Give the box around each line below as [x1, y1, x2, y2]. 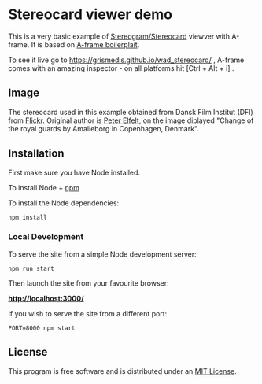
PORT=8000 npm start [8, 324, 76, 332]
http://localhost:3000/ [8, 294, 84, 303]
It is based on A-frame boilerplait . [31, 39, 140, 49]
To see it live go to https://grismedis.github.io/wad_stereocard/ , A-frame [8, 55, 245, 65]
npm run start [8, 264, 55, 272]
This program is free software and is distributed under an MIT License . [8, 366, 238, 375]
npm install [8, 213, 47, 221]
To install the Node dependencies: [8, 198, 120, 208]
